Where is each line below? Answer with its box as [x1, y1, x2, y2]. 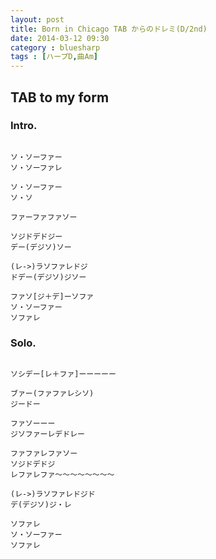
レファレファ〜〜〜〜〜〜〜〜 [10, 470, 115, 480]
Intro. [10, 119, 38, 133]
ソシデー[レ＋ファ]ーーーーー [10, 369, 117, 380]
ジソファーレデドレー [10, 429, 85, 440]
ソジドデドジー [10, 231, 63, 241]
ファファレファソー [10, 449, 78, 459]
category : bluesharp [10, 42, 101, 53]
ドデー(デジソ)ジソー [10, 272, 87, 282]
